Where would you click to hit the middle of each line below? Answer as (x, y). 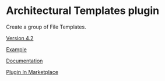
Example (17, 49)
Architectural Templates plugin (83, 11)
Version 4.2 (20, 38)
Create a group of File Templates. (46, 27)
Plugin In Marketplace (32, 72)
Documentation (24, 61)
